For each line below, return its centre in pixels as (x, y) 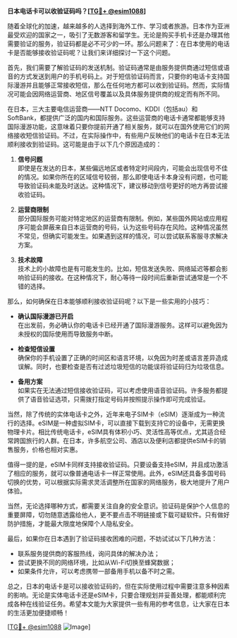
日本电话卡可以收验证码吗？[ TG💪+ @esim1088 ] (77, 11)
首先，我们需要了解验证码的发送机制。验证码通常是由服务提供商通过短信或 (115, 67)
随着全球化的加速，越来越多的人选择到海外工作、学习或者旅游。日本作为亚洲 (119, 26)
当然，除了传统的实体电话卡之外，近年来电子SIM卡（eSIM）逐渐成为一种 (113, 414)
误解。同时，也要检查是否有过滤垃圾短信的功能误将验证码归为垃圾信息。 (122, 367)
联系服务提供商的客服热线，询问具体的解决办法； (89, 554)
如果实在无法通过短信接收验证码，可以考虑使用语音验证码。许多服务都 (120, 390)
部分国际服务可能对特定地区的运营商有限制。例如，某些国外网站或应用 (120, 218)
